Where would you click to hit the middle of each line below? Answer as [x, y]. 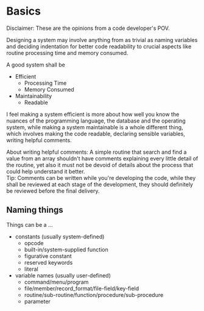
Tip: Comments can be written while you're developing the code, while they [101, 177]
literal [31, 269]
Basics [24, 11]
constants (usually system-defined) [60, 237]
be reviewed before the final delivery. [53, 191]
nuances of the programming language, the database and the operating [96, 121]
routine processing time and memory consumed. [67, 52]
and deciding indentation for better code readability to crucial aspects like [99, 46]
